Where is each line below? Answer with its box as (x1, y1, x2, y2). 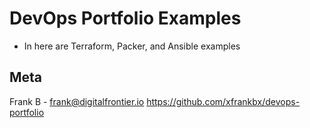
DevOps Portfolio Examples (9, 7, 242, 30)
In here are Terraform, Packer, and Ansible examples (23, 40, 241, 52)
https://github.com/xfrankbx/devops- (146, 95, 301, 107)
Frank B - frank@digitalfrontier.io (9, 95, 145, 107)
